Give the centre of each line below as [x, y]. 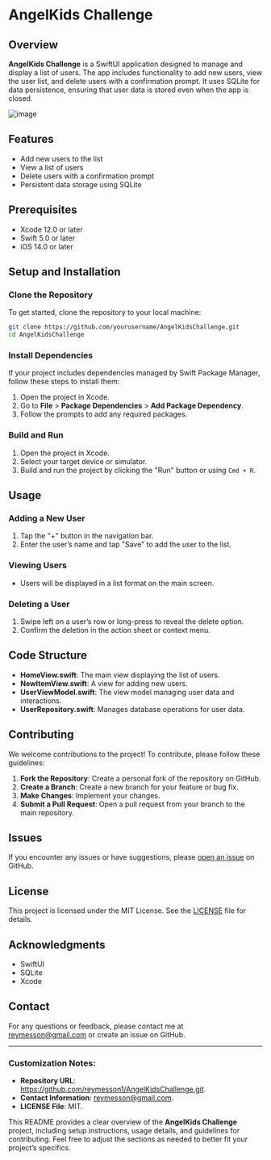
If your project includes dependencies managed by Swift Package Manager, [134, 373]
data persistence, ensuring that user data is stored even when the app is [129, 90]
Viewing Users [38, 565]
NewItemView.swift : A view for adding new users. [104, 683]
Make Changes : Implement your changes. [90, 795]
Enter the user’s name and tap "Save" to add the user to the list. [126, 544]
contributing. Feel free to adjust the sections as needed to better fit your [128, 1139]
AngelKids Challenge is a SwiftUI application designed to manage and [126, 64]
